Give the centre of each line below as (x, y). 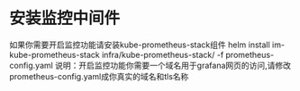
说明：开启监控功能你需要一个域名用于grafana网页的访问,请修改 (173, 65)
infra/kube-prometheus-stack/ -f (163, 54)
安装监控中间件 (65, 18)
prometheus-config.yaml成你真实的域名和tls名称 (99, 76)
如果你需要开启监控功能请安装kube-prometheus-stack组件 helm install (140, 45)
